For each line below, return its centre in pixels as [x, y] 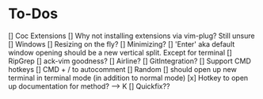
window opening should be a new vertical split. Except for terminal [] [120, 52]
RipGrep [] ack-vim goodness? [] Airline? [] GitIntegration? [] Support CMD [130, 61]
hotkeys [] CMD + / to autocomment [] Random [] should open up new [123, 69]
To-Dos [33, 14]
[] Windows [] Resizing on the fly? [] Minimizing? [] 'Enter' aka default [122, 44]
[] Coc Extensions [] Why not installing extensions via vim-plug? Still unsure [131, 36]
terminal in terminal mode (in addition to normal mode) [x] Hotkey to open [128, 78]
